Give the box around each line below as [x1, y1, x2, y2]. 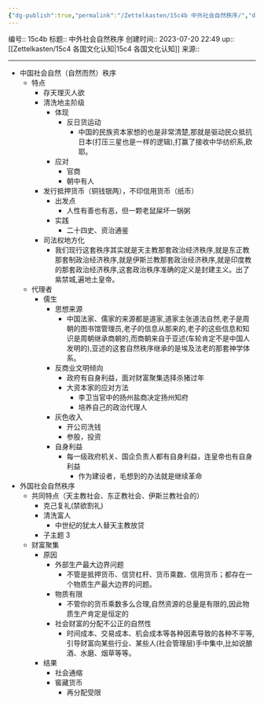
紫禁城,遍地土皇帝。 [54, 275, 119, 284]
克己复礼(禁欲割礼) [42, 500, 104, 510]
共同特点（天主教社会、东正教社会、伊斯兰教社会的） [31, 491, 204, 500]
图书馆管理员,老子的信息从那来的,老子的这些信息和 [79, 323, 244, 333]
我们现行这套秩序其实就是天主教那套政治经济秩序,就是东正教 [54, 245, 250, 254]
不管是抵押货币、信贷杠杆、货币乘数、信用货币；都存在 [66, 569, 246, 579]
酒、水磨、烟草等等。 [66, 648, 136, 658]
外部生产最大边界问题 [54, 559, 124, 569]
